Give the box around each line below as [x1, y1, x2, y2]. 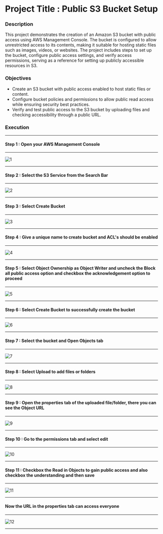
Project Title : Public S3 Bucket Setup [5, 3, 158, 15]
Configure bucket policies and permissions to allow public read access [12, 96, 154, 102]
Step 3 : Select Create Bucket [5, 203, 65, 209]
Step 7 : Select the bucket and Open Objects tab [5, 338, 103, 344]
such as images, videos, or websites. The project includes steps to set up [5, 47, 152, 53]
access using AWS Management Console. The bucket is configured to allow [5, 37, 157, 43]
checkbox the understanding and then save [5, 472, 95, 478]
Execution [5, 124, 30, 131]
